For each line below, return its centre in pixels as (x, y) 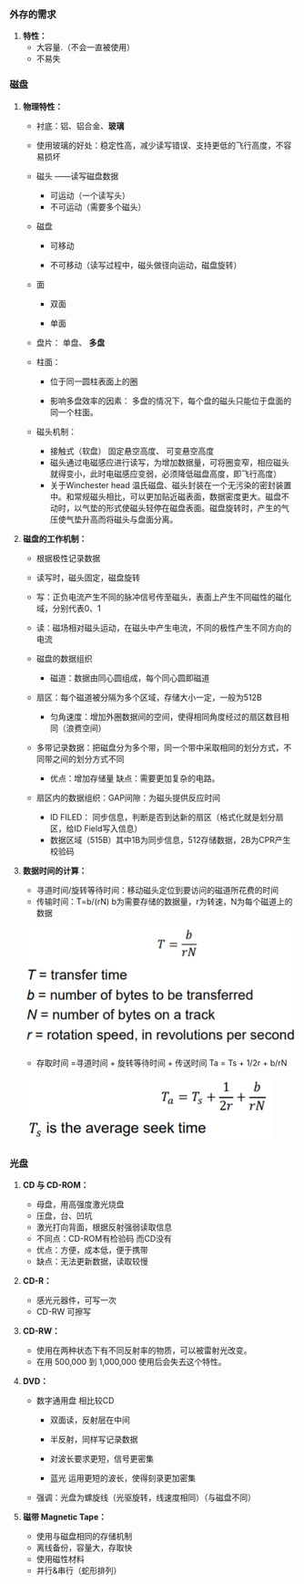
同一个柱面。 (74, 412)
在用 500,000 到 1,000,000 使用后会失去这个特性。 (131, 1362)
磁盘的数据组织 (64, 658)
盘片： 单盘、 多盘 (71, 342)
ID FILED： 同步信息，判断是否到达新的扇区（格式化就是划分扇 (167, 817)
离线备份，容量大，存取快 (84, 1548)
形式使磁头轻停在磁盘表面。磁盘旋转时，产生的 (194, 507)
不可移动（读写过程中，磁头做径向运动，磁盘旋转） (146, 265)
